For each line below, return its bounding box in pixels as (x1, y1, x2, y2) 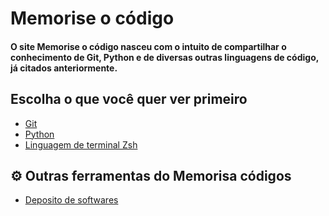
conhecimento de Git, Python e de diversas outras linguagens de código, (10, 51, 319, 63)
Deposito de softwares (24, 194, 119, 206)
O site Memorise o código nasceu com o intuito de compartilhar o (10, 40, 287, 52)
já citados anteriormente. (10, 62, 118, 74)
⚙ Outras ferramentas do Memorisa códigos (10, 167, 292, 184)
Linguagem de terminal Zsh (24, 138, 138, 151)
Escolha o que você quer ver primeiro (10, 91, 248, 108)
